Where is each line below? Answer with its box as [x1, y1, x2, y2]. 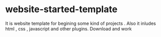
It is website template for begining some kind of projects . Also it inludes [5, 20, 156, 26]
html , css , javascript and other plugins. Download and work [5, 25, 132, 31]
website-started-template [5, 4, 118, 15]
